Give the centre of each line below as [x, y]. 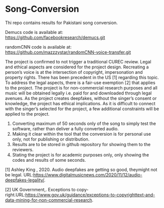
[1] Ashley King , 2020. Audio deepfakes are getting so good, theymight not [81, 169]
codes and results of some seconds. [49, 160]
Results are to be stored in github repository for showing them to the [81, 144]
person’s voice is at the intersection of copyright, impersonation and [74, 72]
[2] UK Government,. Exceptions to [41, 189]
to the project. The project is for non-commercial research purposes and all [81, 88]
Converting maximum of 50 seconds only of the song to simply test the [84, 123]
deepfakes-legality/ [25, 180]
